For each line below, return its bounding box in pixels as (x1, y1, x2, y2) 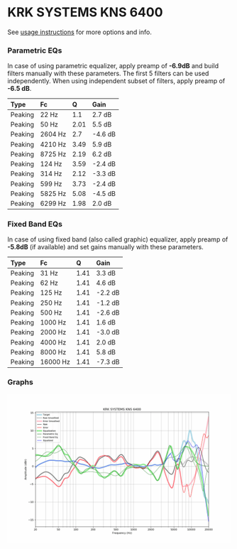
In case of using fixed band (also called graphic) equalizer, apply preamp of (7, 235, 228, 244)
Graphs (7, 377, 33, 387)
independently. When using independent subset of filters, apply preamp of (7, 77, 226, 85)
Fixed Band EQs (7, 219, 62, 229)
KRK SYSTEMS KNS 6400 (7, 4, 163, 21)
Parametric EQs (7, 45, 62, 55)
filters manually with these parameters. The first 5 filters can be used (7, 69, 209, 78)
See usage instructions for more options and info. (7, 28, 153, 36)
